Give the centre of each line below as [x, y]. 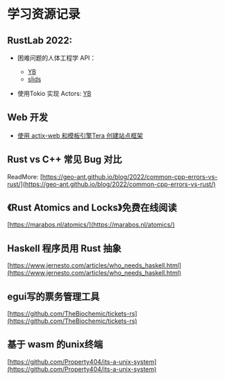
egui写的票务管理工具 [53, 296]
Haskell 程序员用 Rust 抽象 [64, 248]
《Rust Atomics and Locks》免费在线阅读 [92, 208]
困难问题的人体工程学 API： [57, 58]
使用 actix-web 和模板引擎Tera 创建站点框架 [80, 135]
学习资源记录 [44, 14]
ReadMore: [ [25, 176]
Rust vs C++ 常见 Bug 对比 [65, 159]
